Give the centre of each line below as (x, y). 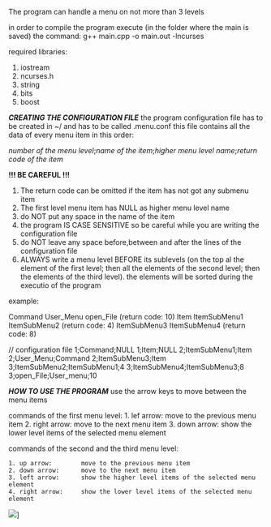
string (30, 85)
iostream (35, 67)
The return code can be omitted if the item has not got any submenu (134, 191)
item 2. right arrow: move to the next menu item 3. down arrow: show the (130, 424)
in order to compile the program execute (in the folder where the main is (129, 27)
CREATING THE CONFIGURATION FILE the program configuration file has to (136, 118)
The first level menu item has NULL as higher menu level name (125, 208)
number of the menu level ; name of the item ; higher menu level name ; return (133, 150)
